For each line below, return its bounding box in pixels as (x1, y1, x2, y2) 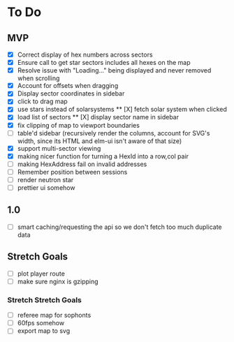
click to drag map (17, 97, 68, 105)
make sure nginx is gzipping (17, 277, 99, 285)
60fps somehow (17, 319, 65, 327)
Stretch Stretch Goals (7, 295, 82, 304)
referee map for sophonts (17, 311, 92, 320)
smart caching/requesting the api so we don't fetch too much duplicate (17, 223, 222, 231)
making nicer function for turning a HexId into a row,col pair (17, 151, 189, 161)
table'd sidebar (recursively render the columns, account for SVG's (17, 128, 210, 137)
